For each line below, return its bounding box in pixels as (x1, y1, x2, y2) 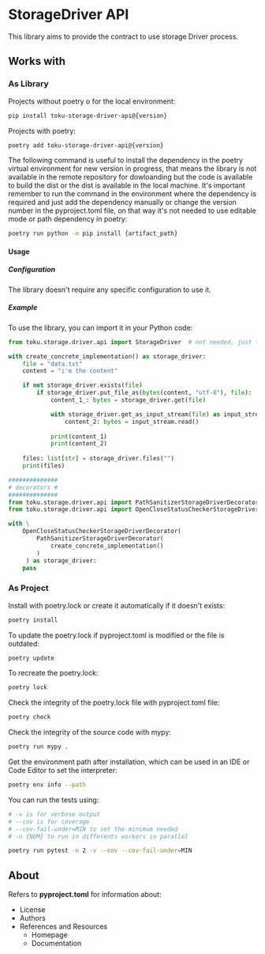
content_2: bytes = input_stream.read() (64, 418, 200, 426)
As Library (8, 78, 49, 89)
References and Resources (19, 922, 108, 931)
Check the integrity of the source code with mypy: (8, 728, 172, 737)
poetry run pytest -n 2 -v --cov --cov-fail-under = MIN (8, 846, 192, 855)
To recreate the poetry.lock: (8, 668, 99, 678)
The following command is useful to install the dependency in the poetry (8, 156, 243, 165)
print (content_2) (50, 440, 108, 448)
